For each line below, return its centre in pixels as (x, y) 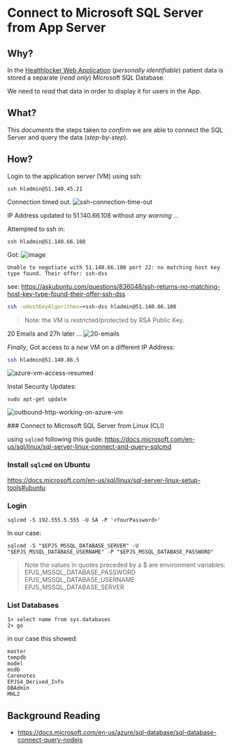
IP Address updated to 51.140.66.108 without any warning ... (93, 215)
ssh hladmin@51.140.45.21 (45, 189)
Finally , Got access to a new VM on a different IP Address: (91, 347)
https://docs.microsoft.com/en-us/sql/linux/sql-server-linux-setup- (104, 480)
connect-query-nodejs (50, 740)
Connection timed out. (39, 202)
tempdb (17, 657)
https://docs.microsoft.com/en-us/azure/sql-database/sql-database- (117, 733)
